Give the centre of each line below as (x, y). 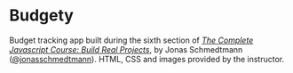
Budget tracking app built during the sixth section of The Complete (131, 40)
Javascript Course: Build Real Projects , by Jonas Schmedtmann (126, 49)
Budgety (41, 16)
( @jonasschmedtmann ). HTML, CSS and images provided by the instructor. (147, 59)
